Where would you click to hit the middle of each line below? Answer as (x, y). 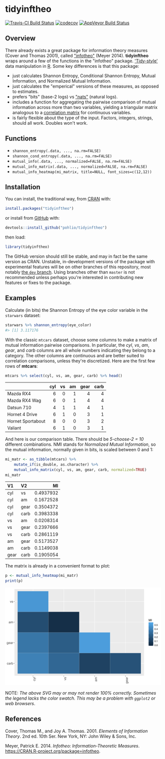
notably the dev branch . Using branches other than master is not (70, 272)
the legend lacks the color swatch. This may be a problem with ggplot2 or (80, 698)
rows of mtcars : (21, 366)
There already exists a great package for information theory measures (77, 50)
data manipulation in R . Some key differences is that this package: (72, 66)
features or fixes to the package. (38, 283)
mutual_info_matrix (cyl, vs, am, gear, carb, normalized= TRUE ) (81, 470)
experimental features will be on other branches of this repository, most (78, 267)
